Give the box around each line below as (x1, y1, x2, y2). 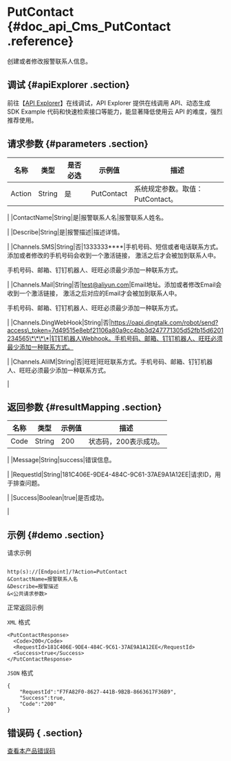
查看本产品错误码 (7, 747, 56, 755)
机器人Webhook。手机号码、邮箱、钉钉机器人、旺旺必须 (63, 334, 223, 342)
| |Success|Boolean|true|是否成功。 (7, 494, 108, 502)
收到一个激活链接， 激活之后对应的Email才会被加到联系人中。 (7, 289, 181, 297)
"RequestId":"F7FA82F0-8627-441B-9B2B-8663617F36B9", (19, 689, 177, 696)
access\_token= (7, 326, 52, 334)
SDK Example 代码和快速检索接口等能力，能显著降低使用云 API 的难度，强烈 (7, 107, 223, 116)
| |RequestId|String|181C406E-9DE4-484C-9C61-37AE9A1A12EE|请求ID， (7, 470, 215, 479)
